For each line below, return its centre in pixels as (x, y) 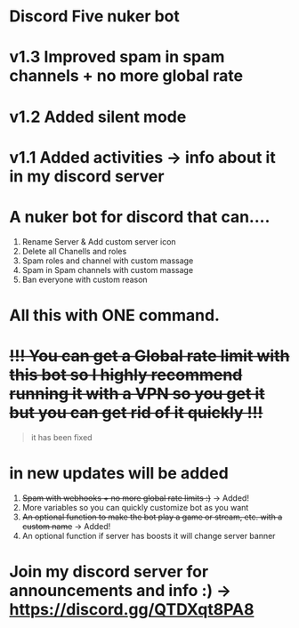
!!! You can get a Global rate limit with (149, 356)
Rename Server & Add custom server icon (99, 241)
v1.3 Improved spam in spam (117, 57)
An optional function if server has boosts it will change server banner (149, 535)
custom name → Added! (66, 526)
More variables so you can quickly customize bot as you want (135, 507)
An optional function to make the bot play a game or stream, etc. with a (152, 517)
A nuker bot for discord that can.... (140, 217)
